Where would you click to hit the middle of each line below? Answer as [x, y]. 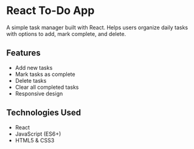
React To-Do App [50, 11]
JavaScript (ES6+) [38, 134]
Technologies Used [43, 113]
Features [23, 53]
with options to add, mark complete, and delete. [66, 33]
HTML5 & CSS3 [35, 140]
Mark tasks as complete [45, 74]
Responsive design [39, 93]
